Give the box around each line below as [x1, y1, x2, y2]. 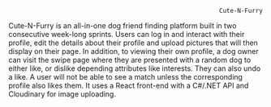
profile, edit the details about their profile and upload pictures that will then [8, 38, 258, 47]
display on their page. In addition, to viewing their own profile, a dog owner [8, 47, 259, 56]
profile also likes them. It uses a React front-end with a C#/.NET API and [8, 80, 249, 90]
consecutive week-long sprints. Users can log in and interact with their [8, 30, 245, 39]
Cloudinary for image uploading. [8, 89, 116, 99]
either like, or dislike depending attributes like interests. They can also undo [8, 64, 261, 73]
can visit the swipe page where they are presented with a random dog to [8, 56, 252, 64]
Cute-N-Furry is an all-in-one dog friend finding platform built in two [8, 21, 237, 31]
